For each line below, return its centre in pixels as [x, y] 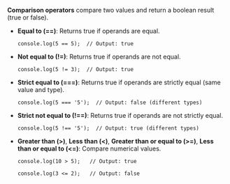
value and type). [41, 90]
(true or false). [28, 17]
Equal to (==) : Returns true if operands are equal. [88, 31]
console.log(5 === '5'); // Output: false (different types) [110, 102]
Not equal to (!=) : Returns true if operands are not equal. [99, 56]
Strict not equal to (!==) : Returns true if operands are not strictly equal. [120, 115]
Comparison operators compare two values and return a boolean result [111, 10]
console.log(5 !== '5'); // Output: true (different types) [108, 128]
